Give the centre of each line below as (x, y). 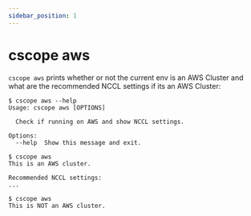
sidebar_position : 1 (43, 16)
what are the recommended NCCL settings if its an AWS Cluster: (115, 86)
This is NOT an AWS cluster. (57, 206)
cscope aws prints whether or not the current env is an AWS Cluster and (126, 78)
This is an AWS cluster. (50, 164)
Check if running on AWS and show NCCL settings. (100, 122)
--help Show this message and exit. (79, 142)
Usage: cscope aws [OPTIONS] (57, 108)
